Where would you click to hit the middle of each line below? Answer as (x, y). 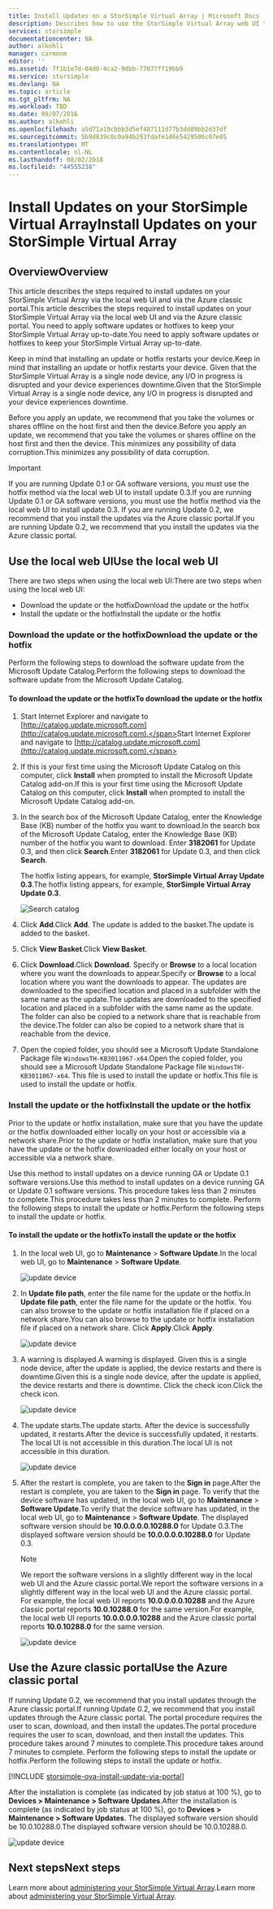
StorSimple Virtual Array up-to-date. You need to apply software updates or (134, 335)
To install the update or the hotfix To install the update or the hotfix (122, 1235)
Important (25, 468)
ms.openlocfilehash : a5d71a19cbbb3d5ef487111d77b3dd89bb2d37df (118, 129)
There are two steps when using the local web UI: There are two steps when (135, 580)
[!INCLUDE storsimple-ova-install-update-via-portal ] (96, 1776)
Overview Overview (58, 272)
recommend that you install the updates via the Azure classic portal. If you (132, 518)
